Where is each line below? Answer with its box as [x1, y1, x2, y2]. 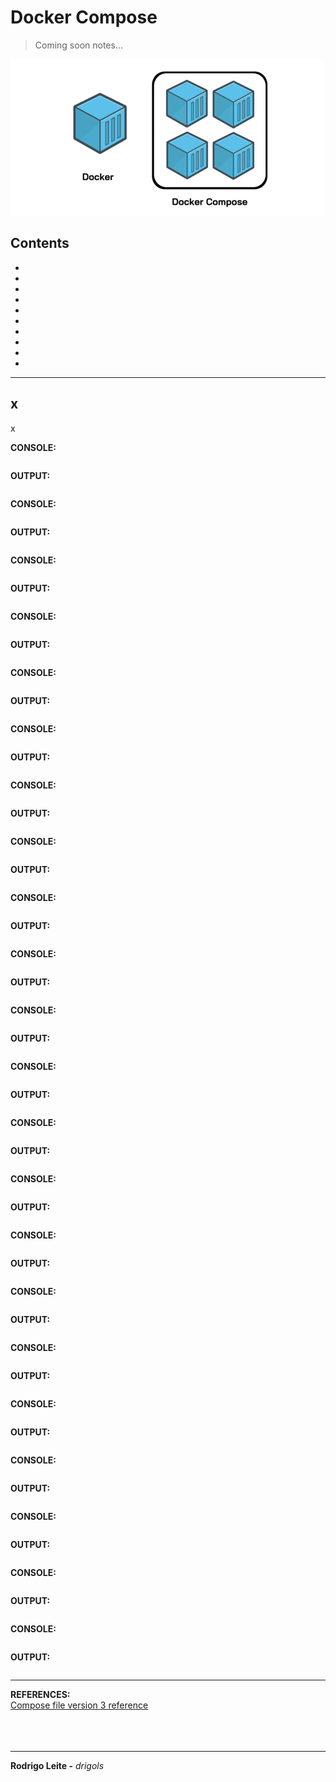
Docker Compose [10, 6, 158, 29]
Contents [10, 235, 70, 252]
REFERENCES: [10, 1688, 71, 1700]
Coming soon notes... [34, 39, 124, 51]
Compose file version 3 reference [10, 1699, 149, 1711]
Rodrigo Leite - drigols [10, 1759, 105, 1771]
